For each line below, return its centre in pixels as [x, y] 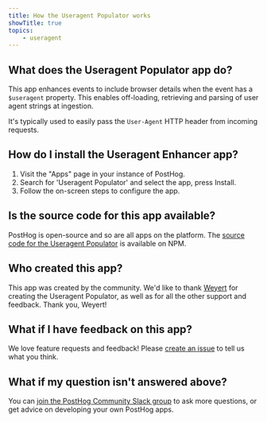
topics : [21, 30]
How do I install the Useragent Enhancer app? [123, 155]
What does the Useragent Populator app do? [120, 70]
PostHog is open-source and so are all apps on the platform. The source [126, 234]
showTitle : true [35, 23]
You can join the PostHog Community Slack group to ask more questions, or [133, 401]
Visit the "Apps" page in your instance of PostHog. [102, 174]
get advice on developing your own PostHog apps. [91, 409]
